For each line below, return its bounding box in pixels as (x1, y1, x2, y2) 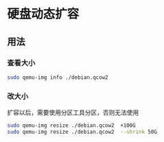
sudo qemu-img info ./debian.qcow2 (7, 73, 109, 81)
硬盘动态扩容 (7, 6, 80, 22)
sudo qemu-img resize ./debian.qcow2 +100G (7, 122, 136, 129)
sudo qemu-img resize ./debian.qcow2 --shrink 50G (7, 128, 157, 135)
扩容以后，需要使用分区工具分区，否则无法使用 (7, 108, 139, 117)
